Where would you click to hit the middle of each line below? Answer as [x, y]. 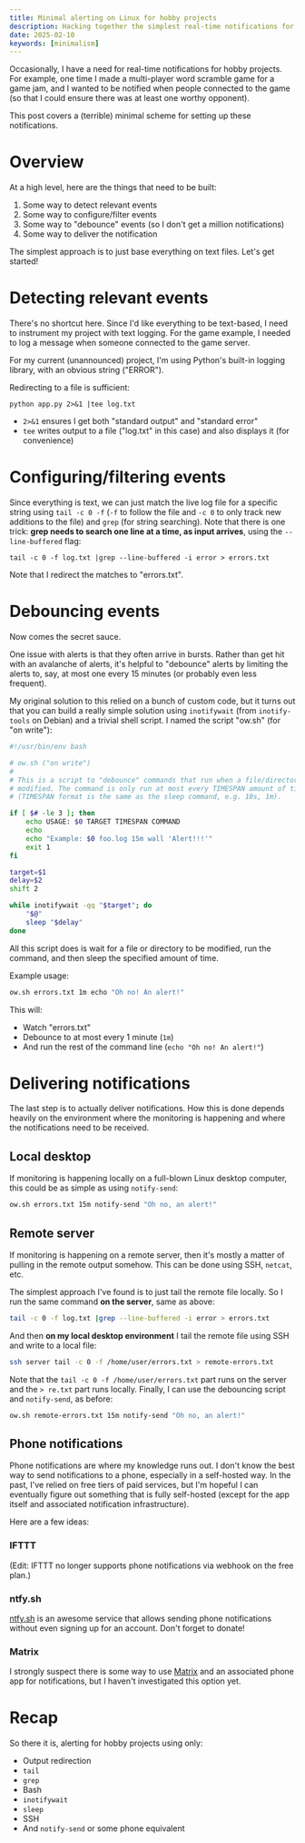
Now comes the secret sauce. [65, 637]
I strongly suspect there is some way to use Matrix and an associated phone [152, 1672]
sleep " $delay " [54, 922]
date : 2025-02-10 [42, 35]
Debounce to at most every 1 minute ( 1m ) [98, 1037]
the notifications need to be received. [79, 1128]
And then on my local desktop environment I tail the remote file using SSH [149, 1335]
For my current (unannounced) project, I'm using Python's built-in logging [148, 360]
